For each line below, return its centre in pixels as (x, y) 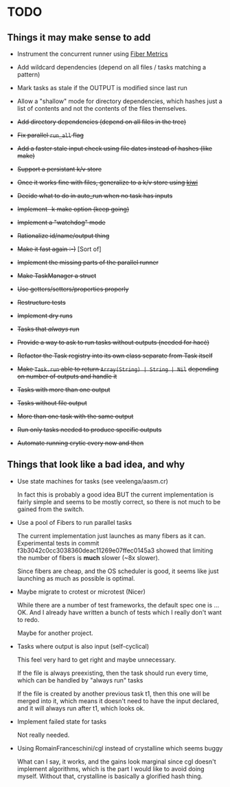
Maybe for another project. (55, 633)
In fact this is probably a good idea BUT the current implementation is (115, 494)
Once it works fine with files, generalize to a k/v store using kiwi (107, 182)
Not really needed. (43, 735)
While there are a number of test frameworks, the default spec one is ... (118, 605)
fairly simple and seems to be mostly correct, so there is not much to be (119, 502)
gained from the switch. (50, 509)
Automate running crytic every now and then (80, 443)
